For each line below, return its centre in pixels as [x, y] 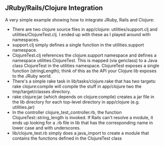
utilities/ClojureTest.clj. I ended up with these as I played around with [81, 34]
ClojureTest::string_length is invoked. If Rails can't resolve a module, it [82, 117]
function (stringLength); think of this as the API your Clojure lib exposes [84, 71]
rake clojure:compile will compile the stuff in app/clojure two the [77, 86]
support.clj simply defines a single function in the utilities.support [78, 45]
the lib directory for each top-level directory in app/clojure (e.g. [76, 102]
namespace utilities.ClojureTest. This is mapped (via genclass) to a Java [85, 60]
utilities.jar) [23, 107]
